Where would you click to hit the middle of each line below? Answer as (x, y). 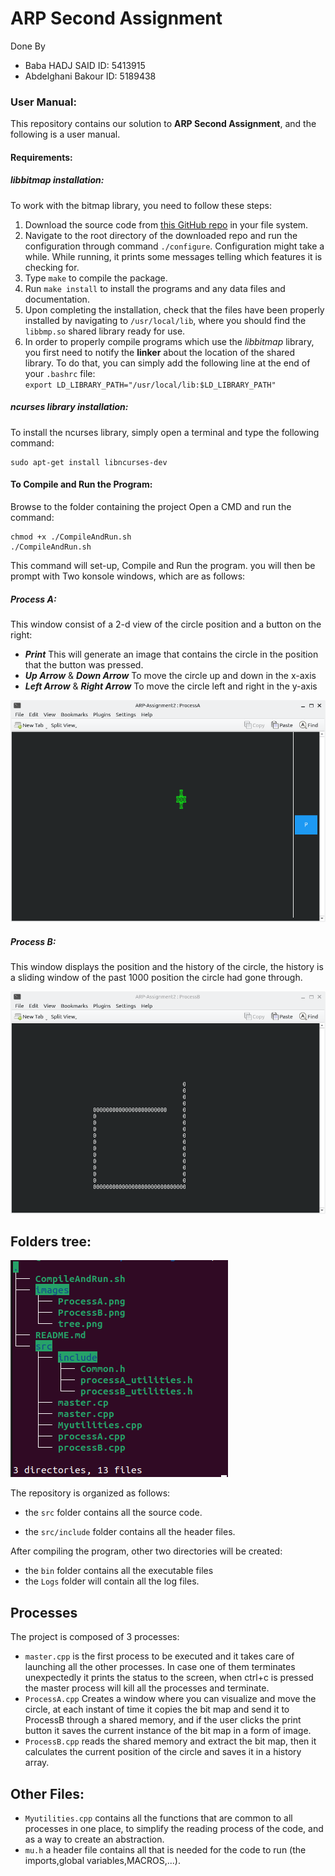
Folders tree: (51, 1242)
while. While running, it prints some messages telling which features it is (173, 256)
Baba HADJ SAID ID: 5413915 (85, 65)
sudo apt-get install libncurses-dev (89, 462)
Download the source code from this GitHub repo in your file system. (166, 224)
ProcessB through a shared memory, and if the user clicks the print (163, 1720)
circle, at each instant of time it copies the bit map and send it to (157, 1709)
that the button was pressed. (84, 664)
